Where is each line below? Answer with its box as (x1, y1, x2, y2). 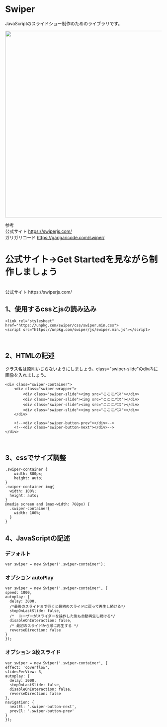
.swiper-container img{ (5, 484, 55, 490)
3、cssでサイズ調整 (5, 453, 66, 462)
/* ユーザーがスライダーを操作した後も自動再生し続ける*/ (9, 614, 115, 619)
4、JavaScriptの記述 (5, 534, 71, 542)
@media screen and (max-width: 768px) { (5, 502, 90, 507)
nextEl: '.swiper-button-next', (9, 704, 77, 709)
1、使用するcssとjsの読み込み (5, 305, 97, 313)
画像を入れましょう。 (5, 372, 49, 378)
